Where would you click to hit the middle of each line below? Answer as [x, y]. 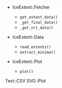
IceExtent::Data [28, 37]
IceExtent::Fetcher [31, 7]
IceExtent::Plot [27, 61]
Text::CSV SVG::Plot [26, 81]
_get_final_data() [39, 22]
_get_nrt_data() [36, 28]
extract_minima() [38, 52]
